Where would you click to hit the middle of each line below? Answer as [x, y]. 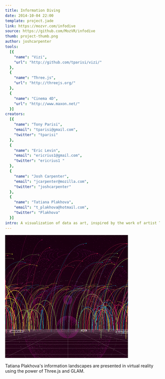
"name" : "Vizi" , [31, 57]
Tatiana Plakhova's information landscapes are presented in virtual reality [79, 366]
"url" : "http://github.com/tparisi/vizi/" [58, 62]
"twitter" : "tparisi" [36, 135]
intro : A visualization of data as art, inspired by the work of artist [81, 223]
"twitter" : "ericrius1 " [39, 161]
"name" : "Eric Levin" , [37, 150]
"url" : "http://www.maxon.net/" [47, 104]
